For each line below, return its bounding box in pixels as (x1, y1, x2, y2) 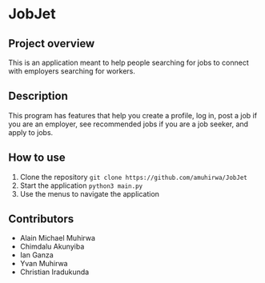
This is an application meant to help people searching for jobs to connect (8, 58, 250, 67)
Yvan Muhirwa (19, 259, 68, 269)
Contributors (8, 213, 74, 226)
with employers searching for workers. (8, 66, 136, 76)
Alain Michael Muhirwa (19, 233, 96, 243)
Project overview (8, 37, 95, 50)
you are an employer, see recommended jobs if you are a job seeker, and (8, 119, 249, 129)
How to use (8, 151, 66, 165)
